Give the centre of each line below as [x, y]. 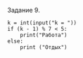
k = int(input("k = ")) [42, 23]
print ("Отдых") [44, 48]
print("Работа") [44, 35]
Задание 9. [24, 10]
